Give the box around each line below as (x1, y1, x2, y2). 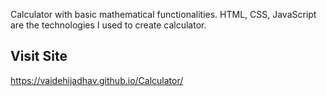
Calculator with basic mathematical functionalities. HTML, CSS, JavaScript (10, 9, 317, 20)
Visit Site (10, 48, 68, 65)
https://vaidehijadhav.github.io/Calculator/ (10, 74, 184, 86)
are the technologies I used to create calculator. (10, 19, 207, 31)
